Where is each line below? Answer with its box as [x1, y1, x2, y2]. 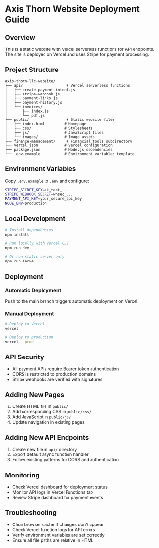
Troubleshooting [5, 508, 57, 517]
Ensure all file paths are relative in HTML [12, 537, 94, 543]
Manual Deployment [5, 310, 54, 317]
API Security [5, 353, 44, 361]
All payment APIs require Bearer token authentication [12, 366, 119, 372]
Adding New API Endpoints [5, 433, 89, 442]
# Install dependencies [5, 227, 54, 232]
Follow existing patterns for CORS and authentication [12, 457, 119, 463]
